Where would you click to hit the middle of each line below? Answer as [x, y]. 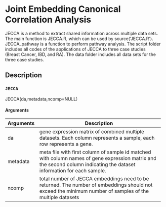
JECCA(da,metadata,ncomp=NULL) [41, 99]
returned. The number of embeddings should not [96, 185]
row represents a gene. [66, 144]
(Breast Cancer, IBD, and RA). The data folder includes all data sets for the [81, 54]
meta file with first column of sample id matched [95, 152]
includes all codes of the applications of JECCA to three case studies [75, 49]
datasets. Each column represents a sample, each [97, 138]
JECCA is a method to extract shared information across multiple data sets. [82, 33]
